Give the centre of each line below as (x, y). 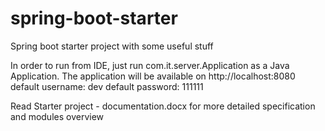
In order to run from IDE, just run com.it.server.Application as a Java (150, 65)
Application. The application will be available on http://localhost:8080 (153, 76)
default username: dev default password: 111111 (107, 86)
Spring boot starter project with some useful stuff (112, 46)
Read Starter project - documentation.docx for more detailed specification (163, 106)
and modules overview (57, 116)
